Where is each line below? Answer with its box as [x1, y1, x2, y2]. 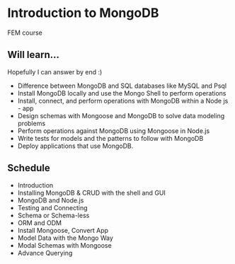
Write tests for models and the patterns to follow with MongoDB [17, 134, 204, 142]
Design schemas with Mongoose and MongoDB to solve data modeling [17, 111, 225, 120]
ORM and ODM [17, 218, 62, 227]
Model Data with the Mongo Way [17, 234, 113, 242]
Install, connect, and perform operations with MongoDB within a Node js [17, 96, 229, 105]
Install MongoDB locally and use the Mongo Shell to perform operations [17, 88, 227, 97]
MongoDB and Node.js [17, 196, 84, 205]
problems [17, 119, 46, 127]
